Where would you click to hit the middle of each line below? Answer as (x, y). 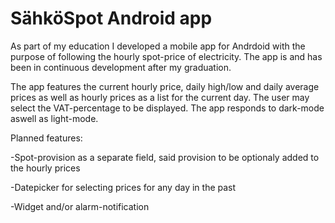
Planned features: (46, 138)
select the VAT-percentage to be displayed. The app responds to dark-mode (167, 108)
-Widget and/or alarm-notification (80, 206)
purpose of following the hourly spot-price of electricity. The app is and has (166, 56)
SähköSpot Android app (111, 18)
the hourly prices (45, 168)
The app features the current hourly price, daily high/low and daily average (165, 86)
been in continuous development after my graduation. (121, 67)
